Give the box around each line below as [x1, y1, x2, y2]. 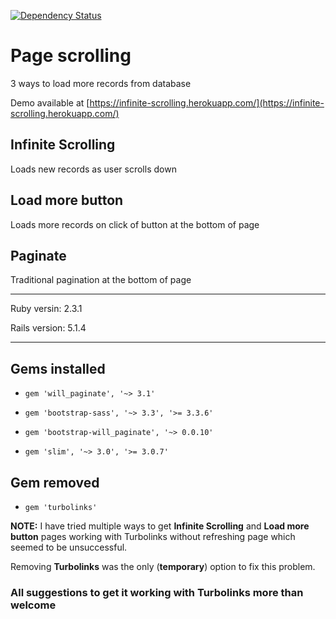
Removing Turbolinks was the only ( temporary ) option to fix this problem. [10, 561, 316, 572]
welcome [10, 598, 57, 612]
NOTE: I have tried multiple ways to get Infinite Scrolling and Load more [10, 520, 310, 532]
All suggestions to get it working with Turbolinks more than [10, 585, 304, 599]
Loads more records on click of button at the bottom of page [10, 218, 260, 230]
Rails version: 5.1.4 [10, 322, 87, 334]
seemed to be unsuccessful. [10, 541, 128, 553]
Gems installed [10, 360, 106, 377]
